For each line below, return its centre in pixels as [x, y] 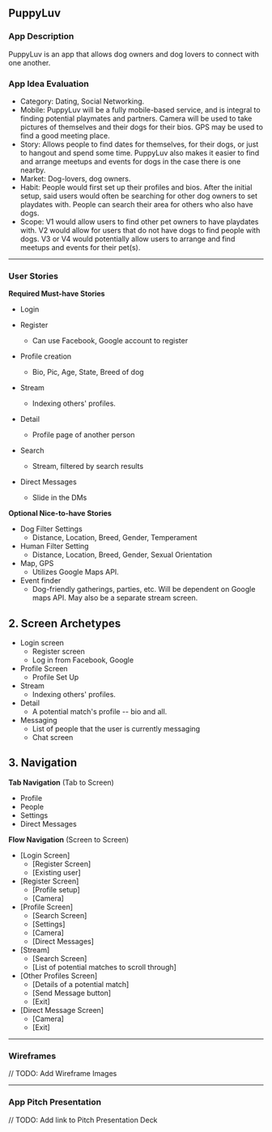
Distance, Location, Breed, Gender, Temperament [115, 538]
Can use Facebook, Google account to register [110, 341]
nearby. [33, 170]
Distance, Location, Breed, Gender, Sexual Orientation [122, 555]
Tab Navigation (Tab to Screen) [62, 782]
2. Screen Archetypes [65, 623]
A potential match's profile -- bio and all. [100, 712]
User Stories [34, 276]
